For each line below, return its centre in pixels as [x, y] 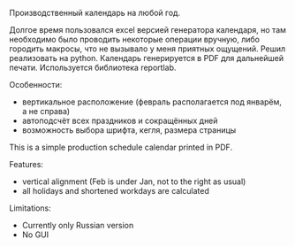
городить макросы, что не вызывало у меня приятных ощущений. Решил [147, 49]
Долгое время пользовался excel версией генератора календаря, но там [148, 30]
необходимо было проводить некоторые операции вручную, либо [135, 39]
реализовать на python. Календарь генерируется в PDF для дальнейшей [147, 58]
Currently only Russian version [78, 225]
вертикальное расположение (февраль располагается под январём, [152, 102]
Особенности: [36, 85]
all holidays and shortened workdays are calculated [115, 191]
